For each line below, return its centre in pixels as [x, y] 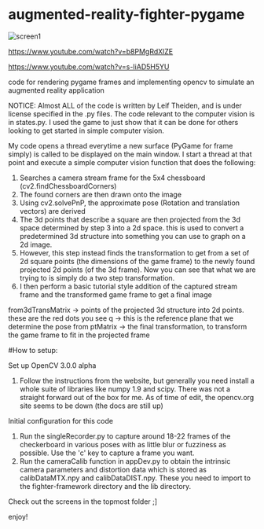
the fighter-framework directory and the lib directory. [105, 486]
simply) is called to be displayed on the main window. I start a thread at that [130, 154]
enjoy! [18, 516]
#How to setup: [33, 350]
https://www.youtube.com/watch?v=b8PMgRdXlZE [91, 51]
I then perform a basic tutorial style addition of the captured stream [128, 286]
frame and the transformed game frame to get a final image [115, 294]
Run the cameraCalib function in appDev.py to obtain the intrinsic [125, 461]
